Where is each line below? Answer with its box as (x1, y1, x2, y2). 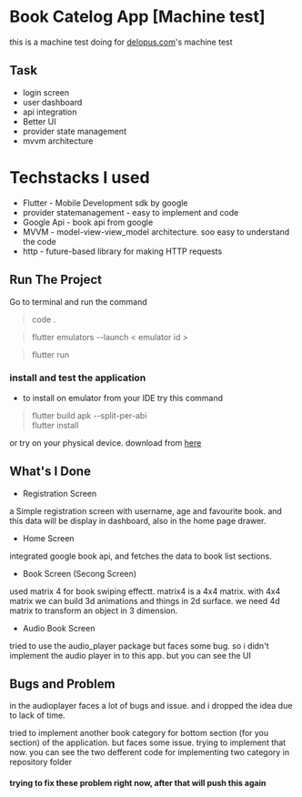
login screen (22, 86, 70, 97)
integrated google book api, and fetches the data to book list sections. (9, 550, 273, 561)
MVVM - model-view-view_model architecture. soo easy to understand (22, 226, 290, 237)
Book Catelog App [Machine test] (9, 6, 266, 27)
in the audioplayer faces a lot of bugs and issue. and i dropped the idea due (9, 701, 293, 711)
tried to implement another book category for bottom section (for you (9, 728, 269, 739)
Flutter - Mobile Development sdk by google (22, 197, 188, 208)
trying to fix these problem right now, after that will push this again (9, 778, 267, 789)
